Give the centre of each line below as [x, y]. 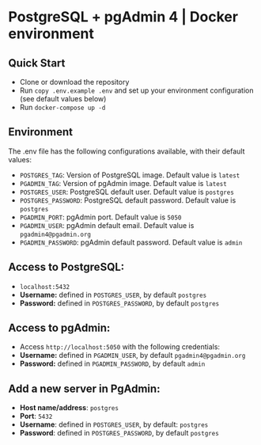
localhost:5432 [45, 287]
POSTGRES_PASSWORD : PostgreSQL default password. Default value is [128, 200]
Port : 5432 [36, 416]
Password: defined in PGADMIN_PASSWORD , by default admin [112, 363]
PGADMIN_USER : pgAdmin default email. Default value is [107, 225]
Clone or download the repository [74, 82]
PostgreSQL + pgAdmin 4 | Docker [123, 17]
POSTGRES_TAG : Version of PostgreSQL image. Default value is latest [130, 175]
